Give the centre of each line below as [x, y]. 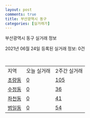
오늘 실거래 [39, 71]
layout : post [19, 10]
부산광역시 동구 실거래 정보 [31, 38]
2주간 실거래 [69, 71]
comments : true [21, 14]
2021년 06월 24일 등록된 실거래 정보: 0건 [45, 49]
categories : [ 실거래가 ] [28, 23]
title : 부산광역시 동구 [26, 19]
